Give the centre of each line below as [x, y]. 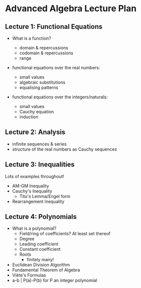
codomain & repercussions [46, 53]
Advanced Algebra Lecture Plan [71, 9]
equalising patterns [39, 88]
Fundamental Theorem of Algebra [46, 270]
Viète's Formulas [29, 275]
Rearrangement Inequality [38, 201]
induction [29, 117]
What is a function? [31, 38]
